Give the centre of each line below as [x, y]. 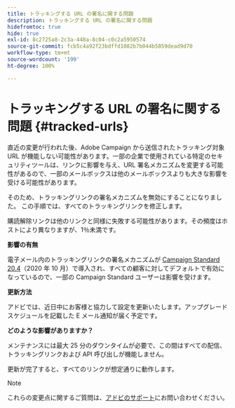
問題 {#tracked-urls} [68, 126]
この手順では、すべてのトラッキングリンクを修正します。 [103, 206]
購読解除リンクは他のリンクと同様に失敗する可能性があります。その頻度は [115, 221]
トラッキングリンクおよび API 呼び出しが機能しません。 [88, 354]
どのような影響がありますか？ [50, 330]
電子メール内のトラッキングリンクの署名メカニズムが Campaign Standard [114, 259]
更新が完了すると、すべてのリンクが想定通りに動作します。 [93, 369]
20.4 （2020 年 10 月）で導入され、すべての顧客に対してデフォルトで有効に [116, 268]
